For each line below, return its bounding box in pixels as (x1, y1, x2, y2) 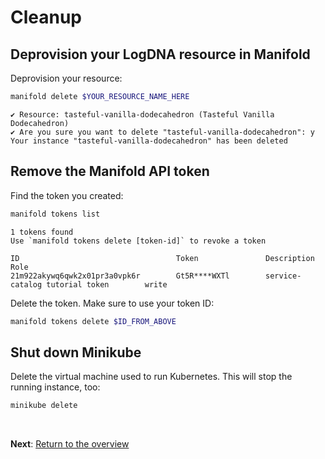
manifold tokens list (10, 209, 101, 219)
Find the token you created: (10, 189, 124, 201)
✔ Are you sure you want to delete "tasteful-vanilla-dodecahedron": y (10, 127, 315, 137)
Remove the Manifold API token (10, 163, 210, 180)
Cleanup (10, 6, 83, 29)
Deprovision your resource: (10, 72, 123, 84)
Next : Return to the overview (10, 438, 130, 450)
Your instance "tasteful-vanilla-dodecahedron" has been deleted (10, 136, 288, 146)
